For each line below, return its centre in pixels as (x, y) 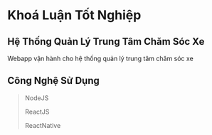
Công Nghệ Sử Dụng (53, 81)
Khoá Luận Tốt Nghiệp (74, 15)
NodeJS (37, 98)
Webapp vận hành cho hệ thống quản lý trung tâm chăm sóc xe (100, 58)
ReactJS (37, 112)
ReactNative (43, 125)
